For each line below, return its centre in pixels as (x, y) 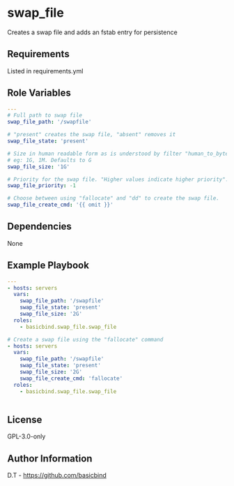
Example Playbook (48, 266)
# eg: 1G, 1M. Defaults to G (49, 160)
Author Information (50, 458)
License (25, 419)
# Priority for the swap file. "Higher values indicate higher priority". (118, 179)
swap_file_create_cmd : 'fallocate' (71, 378)
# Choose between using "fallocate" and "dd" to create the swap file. (113, 198)
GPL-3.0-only (26, 436)
